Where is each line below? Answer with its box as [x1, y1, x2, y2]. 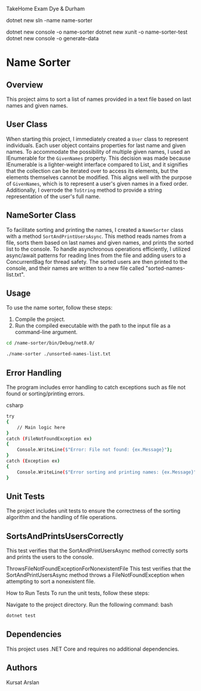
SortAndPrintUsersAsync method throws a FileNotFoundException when [6, 571, 185, 579]
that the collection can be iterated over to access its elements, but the [6, 167, 178, 174]
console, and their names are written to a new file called [6, 264, 145, 272]
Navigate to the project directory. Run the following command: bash [6, 601, 173, 609]
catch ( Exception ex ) [6, 458, 60, 464]
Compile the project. [14, 315, 66, 323]
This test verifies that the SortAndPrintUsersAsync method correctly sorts [6, 547, 188, 555]
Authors [6, 663, 38, 673]
